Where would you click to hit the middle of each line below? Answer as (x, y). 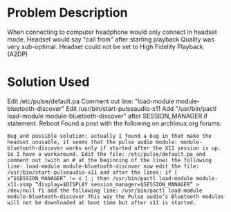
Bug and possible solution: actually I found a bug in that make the (110, 136)
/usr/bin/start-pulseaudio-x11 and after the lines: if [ (92, 172)
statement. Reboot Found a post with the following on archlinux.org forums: (114, 123)
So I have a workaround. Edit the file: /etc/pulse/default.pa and (107, 154)
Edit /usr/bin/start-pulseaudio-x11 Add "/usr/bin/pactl (141, 108)
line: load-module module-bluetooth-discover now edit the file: (103, 166)
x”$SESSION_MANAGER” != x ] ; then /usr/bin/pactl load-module (100, 178)
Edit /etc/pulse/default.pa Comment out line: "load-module (91, 101)
